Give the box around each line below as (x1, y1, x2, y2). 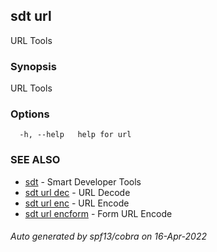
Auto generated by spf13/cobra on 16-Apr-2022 (10, 230, 207, 243)
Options (10, 107, 50, 121)
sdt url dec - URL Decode (24, 186, 131, 198)
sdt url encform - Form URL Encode (24, 207, 173, 219)
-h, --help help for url (19, 130, 132, 140)
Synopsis (10, 59, 57, 73)
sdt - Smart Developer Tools (24, 175, 142, 188)
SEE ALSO (10, 153, 61, 167)
